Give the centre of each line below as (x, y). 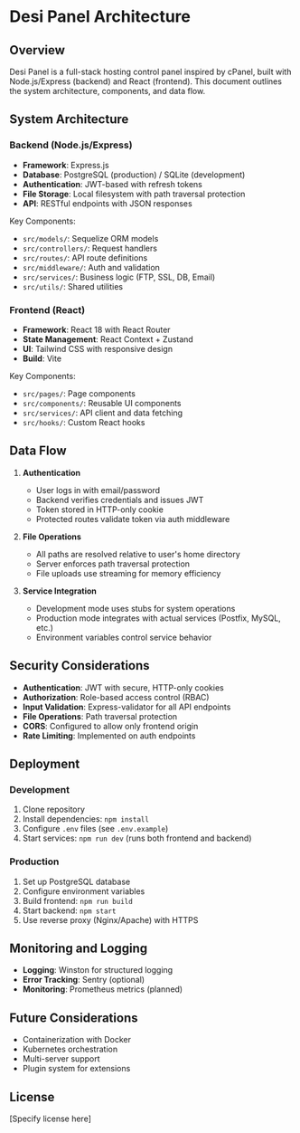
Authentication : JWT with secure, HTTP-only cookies (123, 687)
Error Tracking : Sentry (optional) (84, 980)
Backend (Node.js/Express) (71, 145)
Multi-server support (61, 1059)
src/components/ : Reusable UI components (102, 403)
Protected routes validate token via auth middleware (133, 519)
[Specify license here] (51, 1119)
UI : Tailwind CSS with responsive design (98, 348)
